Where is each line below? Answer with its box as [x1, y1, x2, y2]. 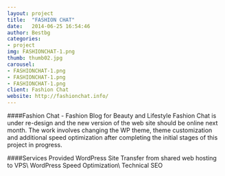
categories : [7, 36, 41, 42]
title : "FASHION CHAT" [7, 16, 75, 23]
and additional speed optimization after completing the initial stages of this [7, 134, 218, 141]
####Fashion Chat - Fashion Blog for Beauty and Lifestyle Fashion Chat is [7, 112, 217, 120]
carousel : [7, 61, 36, 68]
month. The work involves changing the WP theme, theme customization [7, 126, 213, 134]
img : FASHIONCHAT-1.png [7, 49, 75, 55]
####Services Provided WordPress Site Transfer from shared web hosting [7, 154, 217, 162]
